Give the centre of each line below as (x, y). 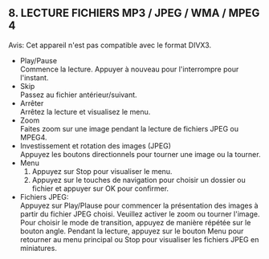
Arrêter (32, 103)
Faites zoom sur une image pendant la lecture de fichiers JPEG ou (129, 128)
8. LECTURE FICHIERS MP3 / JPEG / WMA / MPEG (134, 13)
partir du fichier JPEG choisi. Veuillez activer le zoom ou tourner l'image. (140, 214)
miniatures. (39, 248)
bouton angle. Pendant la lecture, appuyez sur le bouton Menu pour (132, 231)
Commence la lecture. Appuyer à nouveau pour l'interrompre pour (129, 69)
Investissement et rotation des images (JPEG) (95, 146)
